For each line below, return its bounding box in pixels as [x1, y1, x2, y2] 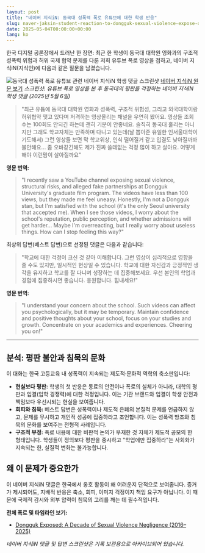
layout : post [6, 9, 40, 15]
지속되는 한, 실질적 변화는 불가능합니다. [15, 443, 109, 451]
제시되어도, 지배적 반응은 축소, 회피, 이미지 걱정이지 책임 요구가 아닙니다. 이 [12, 488, 192, 496]
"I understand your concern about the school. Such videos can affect [21, 302, 196, 309]
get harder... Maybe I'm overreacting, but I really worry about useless [21, 222, 195, 229]
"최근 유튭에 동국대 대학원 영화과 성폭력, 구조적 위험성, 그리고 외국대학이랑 [21, 105, 198, 113]
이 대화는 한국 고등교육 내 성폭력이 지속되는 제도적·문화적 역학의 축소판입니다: [6, 369, 190, 377]
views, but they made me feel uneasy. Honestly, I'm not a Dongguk [21, 196, 190, 203]
